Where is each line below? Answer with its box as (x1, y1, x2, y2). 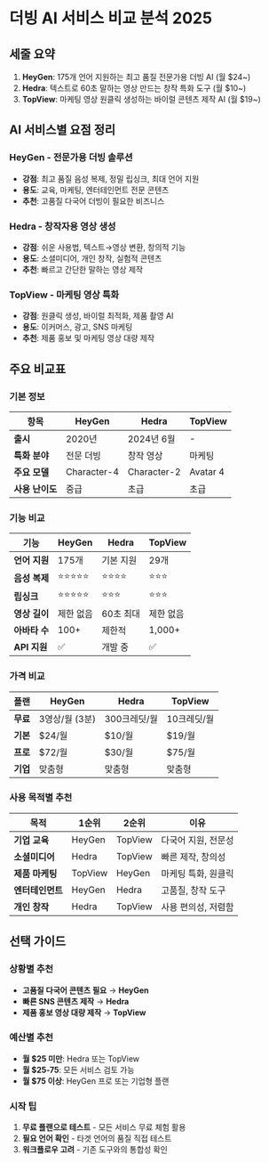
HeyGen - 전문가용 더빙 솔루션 (9, 151, 133, 164)
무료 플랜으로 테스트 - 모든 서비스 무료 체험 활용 (21, 1122, 186, 1133)
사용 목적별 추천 (9, 792, 73, 804)
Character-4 (65, 465, 120, 477)
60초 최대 (101, 607, 140, 620)
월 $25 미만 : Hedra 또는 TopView (21, 1053, 140, 1064)
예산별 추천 (9, 1031, 54, 1044)
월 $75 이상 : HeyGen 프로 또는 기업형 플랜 (21, 1075, 170, 1086)
